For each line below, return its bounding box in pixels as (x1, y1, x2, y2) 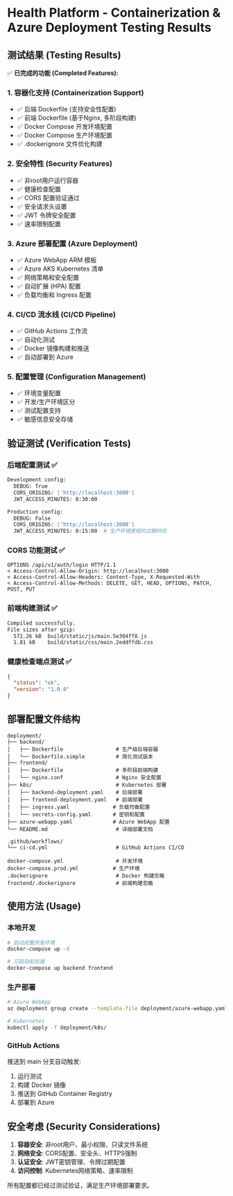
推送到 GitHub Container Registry (17, 1090, 113, 1098)
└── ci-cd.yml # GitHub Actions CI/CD (7, 844, 185, 851)
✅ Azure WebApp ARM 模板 (17, 255, 97, 264)
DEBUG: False (13, 515, 51, 522)
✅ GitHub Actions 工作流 (17, 327, 88, 335)
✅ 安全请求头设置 (17, 202, 67, 210)
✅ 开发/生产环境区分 (17, 398, 76, 406)
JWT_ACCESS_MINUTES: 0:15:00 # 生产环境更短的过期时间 (13, 527, 167, 535)
